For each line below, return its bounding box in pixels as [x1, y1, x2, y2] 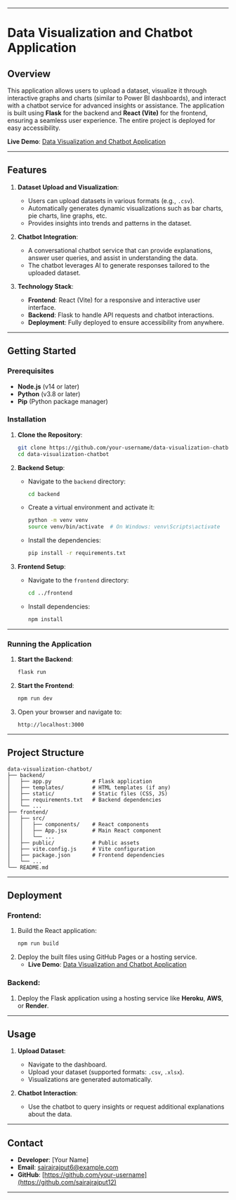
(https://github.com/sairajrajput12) [17, 1178, 117, 1187]
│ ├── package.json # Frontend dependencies [7, 852, 165, 859]
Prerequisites [7, 366, 54, 376]
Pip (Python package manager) [17, 397, 109, 405]
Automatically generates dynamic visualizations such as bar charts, [27, 204, 223, 212]
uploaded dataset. [27, 268, 81, 277]
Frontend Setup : [17, 563, 66, 571]
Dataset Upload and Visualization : [17, 183, 119, 191]
